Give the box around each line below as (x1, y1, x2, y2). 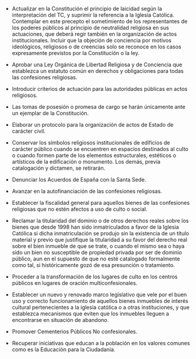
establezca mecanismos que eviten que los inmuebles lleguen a (11, 310, 169, 317)
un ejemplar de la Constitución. (11, 110, 89, 116)
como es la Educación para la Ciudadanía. (11, 346, 115, 353)
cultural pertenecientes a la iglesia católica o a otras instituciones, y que (11, 304, 190, 311)
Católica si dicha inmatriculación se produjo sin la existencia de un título (11, 230, 189, 237)
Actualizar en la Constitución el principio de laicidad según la (11, 5, 163, 12)
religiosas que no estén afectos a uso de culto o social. (11, 205, 148, 213)
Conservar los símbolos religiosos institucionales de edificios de (11, 139, 170, 146)
